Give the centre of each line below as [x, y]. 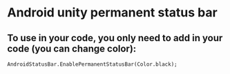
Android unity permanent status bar [112, 13]
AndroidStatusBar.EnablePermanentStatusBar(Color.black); [92, 64]
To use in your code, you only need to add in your [115, 38]
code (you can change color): [72, 48]
